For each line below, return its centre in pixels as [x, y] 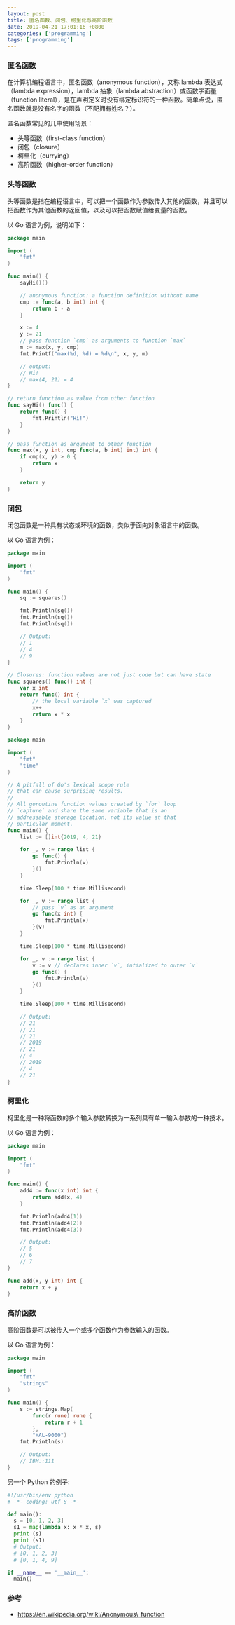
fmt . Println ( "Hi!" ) [61, 418]
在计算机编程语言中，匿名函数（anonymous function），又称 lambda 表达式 [115, 82]
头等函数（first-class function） [63, 138]
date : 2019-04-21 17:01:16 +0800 [56, 27]
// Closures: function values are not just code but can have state [109, 675]
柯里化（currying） [45, 156]
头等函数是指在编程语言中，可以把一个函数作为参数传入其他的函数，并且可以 [117, 201]
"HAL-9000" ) [50, 1435]
